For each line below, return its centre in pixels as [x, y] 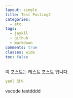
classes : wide [20, 52]
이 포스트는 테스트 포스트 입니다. [37, 72]
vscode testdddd [23, 91]
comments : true [21, 47]
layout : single [21, 10]
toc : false [17, 57]
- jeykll [19, 33]
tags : [11, 29]
